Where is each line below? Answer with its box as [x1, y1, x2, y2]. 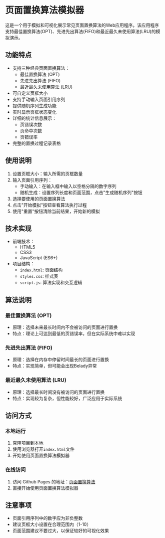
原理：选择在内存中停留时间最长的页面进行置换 [12, 356, 109, 363]
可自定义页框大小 [12, 90, 48, 96]
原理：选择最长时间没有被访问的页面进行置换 [12, 389, 105, 395]
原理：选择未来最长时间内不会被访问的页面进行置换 [12, 324, 118, 330]
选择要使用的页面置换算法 [12, 196, 65, 202]
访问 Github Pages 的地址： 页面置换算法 [12, 478, 96, 484]
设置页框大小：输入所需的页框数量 [12, 170, 83, 176]
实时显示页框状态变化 [12, 109, 56, 115]
